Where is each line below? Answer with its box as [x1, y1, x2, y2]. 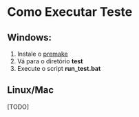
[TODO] [7, 103, 30, 111]
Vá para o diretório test [17, 57, 83, 65]
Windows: [7, 32, 52, 43]
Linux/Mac [7, 84, 54, 96]
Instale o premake [17, 50, 68, 58]
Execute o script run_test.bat [17, 65, 101, 72]
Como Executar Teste [7, 4, 133, 20]
